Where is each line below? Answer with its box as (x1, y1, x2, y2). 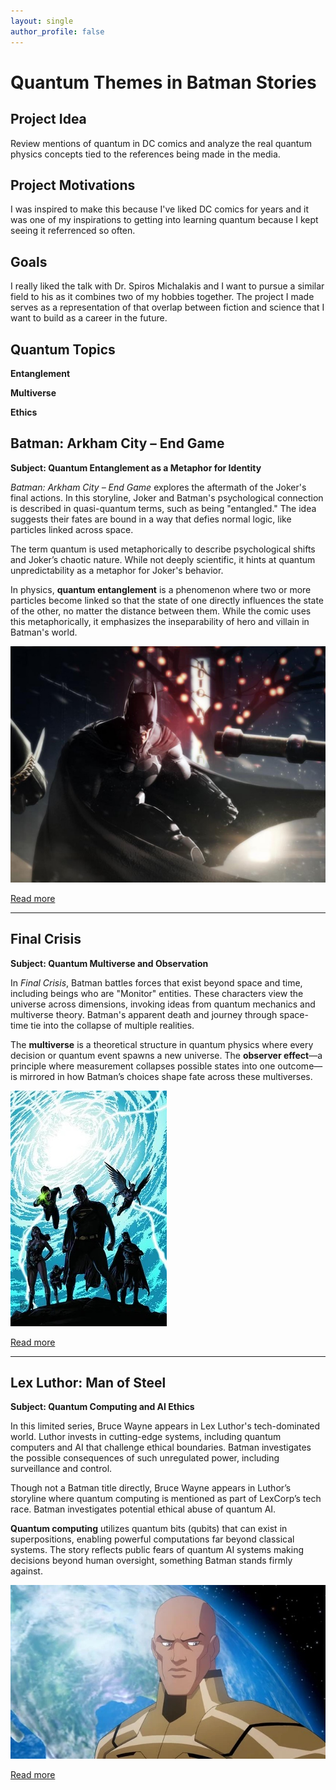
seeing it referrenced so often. (10, 225, 136, 237)
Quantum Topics (10, 341, 116, 358)
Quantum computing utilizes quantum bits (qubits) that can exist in (10, 1523, 288, 1535)
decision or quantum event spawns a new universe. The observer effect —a (10, 1049, 323, 1061)
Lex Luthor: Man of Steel (10, 1374, 167, 1391)
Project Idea (10, 111, 87, 128)
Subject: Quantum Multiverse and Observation (10, 957, 209, 969)
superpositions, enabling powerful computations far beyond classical (10, 1533, 295, 1545)
